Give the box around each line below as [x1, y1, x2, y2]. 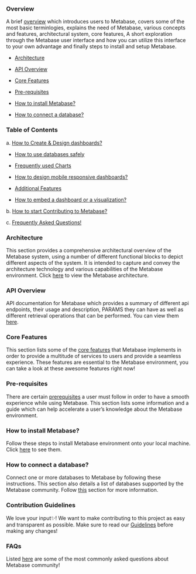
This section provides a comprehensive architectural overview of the [6, 247, 171, 254]
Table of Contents [6, 126, 59, 134]
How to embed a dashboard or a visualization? [14, 196, 127, 203]
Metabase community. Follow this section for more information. [6, 487, 159, 494]
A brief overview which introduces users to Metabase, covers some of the [6, 18, 185, 25]
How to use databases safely [14, 150, 85, 157]
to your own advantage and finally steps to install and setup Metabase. [6, 43, 177, 50]
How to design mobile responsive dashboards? [14, 173, 128, 180]
